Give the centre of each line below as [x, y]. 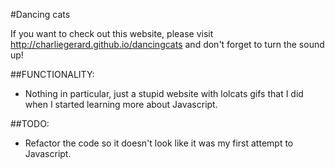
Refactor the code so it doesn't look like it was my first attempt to [159, 143]
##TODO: [30, 123]
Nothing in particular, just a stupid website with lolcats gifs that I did [164, 93]
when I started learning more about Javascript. [121, 104]
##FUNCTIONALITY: [52, 74]
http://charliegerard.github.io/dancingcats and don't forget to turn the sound [167, 44]
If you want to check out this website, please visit [112, 33]
